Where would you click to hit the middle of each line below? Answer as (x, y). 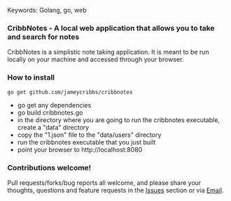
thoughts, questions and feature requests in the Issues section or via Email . (115, 190)
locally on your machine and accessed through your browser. (96, 59)
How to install (31, 77)
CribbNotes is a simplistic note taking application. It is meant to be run (108, 52)
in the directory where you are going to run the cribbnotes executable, (119, 120)
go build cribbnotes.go (50, 112)
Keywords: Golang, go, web (47, 10)
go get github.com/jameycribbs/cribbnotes (70, 92)
